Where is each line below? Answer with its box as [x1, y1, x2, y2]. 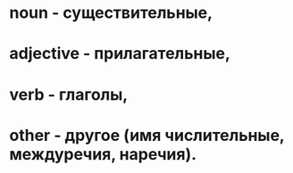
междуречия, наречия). [9, 144, 197, 164]
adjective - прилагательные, [9, 44, 230, 64]
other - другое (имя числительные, [9, 125, 285, 145]
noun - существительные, [9, 3, 213, 23]
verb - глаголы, [9, 84, 129, 104]
